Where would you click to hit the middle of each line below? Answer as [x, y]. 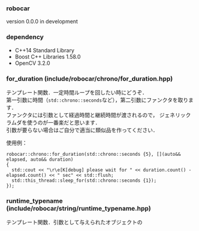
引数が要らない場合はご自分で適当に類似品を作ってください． [82, 130]
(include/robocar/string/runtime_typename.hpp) [79, 208]
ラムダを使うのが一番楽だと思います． [53, 122]
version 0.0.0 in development [42, 22]
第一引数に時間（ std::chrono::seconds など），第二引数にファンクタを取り [97, 100]
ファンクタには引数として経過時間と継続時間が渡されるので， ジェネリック [99, 115]
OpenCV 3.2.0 [32, 63]
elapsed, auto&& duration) [40, 159]
